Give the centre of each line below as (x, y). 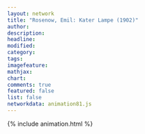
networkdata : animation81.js (49, 104)
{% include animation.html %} (50, 124)
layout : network (31, 14)
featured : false (31, 91)
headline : (22, 40)
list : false (24, 98)
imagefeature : (28, 65)
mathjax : (20, 72)
